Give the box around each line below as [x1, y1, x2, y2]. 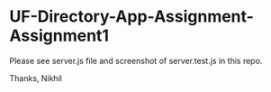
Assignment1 [9, 25, 110, 46]
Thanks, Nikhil [9, 72, 63, 83]
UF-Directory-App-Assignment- [9, 6, 255, 27]
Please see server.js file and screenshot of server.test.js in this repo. [9, 55, 263, 66]
